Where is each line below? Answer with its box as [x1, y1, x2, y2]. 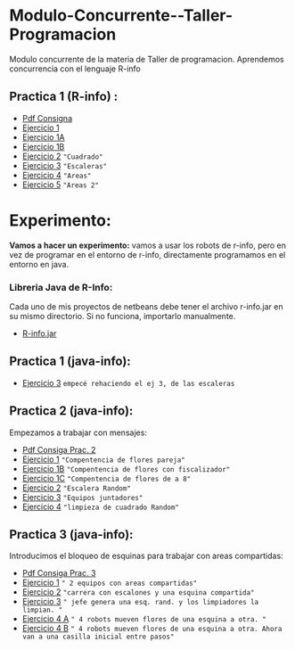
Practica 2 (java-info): [9, 403, 134, 419]
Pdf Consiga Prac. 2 [21, 444, 96, 455]
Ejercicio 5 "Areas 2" [21, 179, 100, 190]
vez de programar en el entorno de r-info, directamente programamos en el [9, 249, 286, 259]
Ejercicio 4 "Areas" [21, 169, 92, 180]
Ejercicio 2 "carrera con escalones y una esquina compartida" [21, 587, 256, 597]
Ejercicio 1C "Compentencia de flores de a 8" [21, 473, 192, 483]
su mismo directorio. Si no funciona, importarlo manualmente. [9, 310, 236, 321]
